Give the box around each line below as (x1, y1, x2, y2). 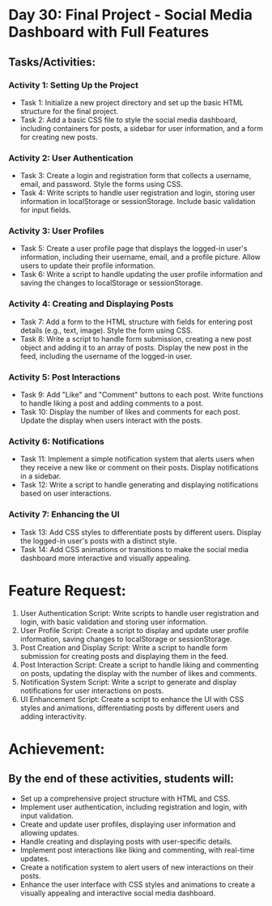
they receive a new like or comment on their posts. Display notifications (19, 463, 259, 473)
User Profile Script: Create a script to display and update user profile (19, 625, 249, 635)
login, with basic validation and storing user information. (19, 617, 208, 627)
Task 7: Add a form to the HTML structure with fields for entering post (19, 317, 253, 326)
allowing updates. (19, 827, 79, 837)
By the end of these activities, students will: (8, 772, 235, 786)
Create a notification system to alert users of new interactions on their (19, 862, 254, 872)
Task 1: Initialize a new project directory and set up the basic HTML (19, 97, 244, 107)
